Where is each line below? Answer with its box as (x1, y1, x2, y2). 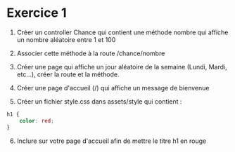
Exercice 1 (6, 5, 68, 21)
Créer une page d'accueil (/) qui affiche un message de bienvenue (16, 83, 210, 92)
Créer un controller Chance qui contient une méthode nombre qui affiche (16, 28, 229, 36)
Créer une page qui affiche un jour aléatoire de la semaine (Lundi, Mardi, (16, 62, 228, 71)
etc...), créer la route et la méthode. (16, 70, 120, 78)
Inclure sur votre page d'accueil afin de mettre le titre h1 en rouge (16, 137, 207, 145)
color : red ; (19, 117, 54, 124)
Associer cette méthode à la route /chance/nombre (16, 49, 165, 57)
